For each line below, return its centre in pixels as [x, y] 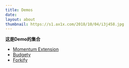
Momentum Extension [36, 49]
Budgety [22, 55]
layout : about [20, 19]
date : [11, 15]
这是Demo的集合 [23, 39]
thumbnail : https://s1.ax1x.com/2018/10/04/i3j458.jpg [65, 24]
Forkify [20, 60]
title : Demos [19, 10]
